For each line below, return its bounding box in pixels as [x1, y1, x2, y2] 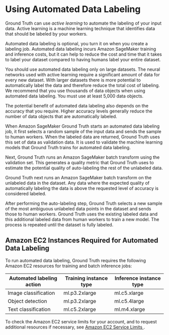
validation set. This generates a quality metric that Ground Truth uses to [5, 159, 154, 165]
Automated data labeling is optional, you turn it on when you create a [5, 40, 148, 46]
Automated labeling [9, 275, 58, 282]
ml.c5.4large [114, 297, 144, 304]
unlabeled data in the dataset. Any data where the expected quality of [5, 180, 150, 186]
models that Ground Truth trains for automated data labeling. [5, 144, 131, 150]
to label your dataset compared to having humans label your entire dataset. [5, 56, 161, 62]
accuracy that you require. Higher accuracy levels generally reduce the [5, 108, 152, 114]
